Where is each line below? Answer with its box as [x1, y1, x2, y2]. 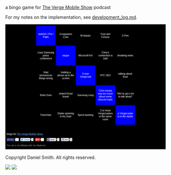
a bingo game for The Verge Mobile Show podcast [5, 5, 111, 10]
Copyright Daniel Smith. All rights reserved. [5, 154, 96, 160]
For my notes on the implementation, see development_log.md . [5, 14, 137, 20]
